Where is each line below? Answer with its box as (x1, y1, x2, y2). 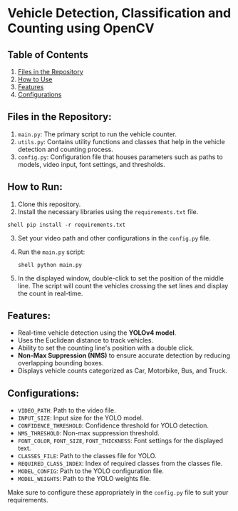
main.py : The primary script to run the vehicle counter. (17, 130, 177, 138)
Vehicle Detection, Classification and (7, 5, 232, 21)
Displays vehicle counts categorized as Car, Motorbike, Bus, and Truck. (17, 366, 228, 375)
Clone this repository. (17, 200, 81, 208)
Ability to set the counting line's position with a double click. (17, 344, 195, 353)
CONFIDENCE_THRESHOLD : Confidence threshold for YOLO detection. (17, 421, 209, 430)
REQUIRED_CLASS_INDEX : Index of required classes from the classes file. (17, 459, 223, 468)
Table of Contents (7, 49, 89, 61)
